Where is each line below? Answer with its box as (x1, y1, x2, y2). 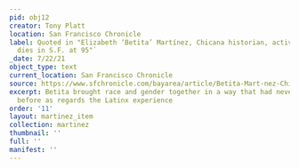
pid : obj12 (9, 12, 50, 22)
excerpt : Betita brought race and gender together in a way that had (9, 87, 273, 96)
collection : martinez (9, 121, 90, 130)
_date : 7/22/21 (9, 54, 66, 63)
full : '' (9, 137, 42, 146)
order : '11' (9, 104, 53, 113)
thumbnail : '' (9, 129, 62, 138)
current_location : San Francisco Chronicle (9, 71, 174, 80)
